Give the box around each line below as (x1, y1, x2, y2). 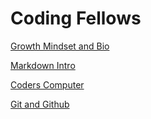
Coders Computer (10, 78, 85, 91)
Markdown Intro (10, 59, 76, 71)
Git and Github (10, 98, 70, 110)
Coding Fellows (10, 7, 142, 30)
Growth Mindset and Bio (10, 40, 110, 52)
